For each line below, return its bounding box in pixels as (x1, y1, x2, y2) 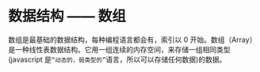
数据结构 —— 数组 (8, 7, 127, 25)
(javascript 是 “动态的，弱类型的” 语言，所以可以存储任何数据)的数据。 (8, 55, 227, 64)
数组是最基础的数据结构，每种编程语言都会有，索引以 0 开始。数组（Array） (8, 35, 257, 44)
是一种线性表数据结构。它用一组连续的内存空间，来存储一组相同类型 (8, 44, 231, 54)
